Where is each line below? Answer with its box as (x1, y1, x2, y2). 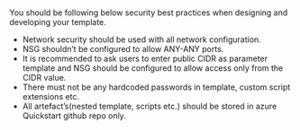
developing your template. (9, 17, 106, 27)
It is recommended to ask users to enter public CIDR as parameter (22, 53, 268, 64)
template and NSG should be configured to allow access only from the (22, 63, 284, 74)
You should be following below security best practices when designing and (9, 7, 288, 18)
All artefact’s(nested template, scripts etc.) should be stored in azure (22, 101, 277, 111)
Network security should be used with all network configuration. (22, 34, 261, 45)
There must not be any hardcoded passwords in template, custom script (22, 82, 291, 92)
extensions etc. (22, 91, 79, 101)
